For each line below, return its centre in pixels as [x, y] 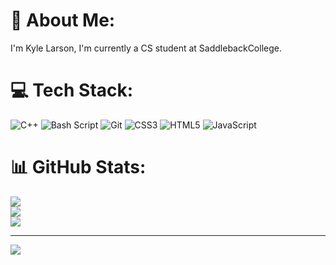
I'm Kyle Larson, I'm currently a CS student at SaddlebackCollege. [146, 48]
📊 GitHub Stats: [78, 167]
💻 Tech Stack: [72, 90]
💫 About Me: [63, 20]
